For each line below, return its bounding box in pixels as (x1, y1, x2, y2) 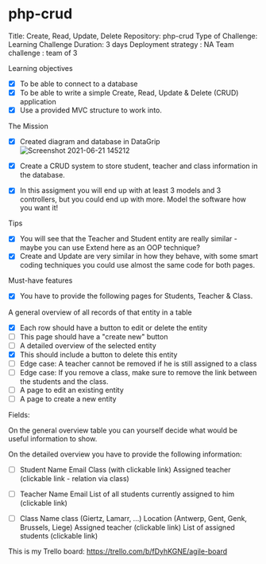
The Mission (8, 121, 49, 131)
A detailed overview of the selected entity (19, 340, 156, 351)
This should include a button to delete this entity (19, 350, 178, 359)
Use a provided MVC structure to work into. (19, 105, 163, 116)
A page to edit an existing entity (19, 385, 125, 394)
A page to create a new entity (19, 394, 117, 403)
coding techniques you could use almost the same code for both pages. (19, 260, 256, 270)
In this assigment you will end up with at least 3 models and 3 (19, 186, 222, 195)
